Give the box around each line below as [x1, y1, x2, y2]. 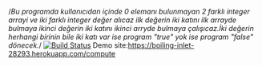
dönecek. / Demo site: [8, 41, 128, 50]
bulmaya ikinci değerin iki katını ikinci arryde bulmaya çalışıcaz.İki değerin [8, 24, 255, 33]
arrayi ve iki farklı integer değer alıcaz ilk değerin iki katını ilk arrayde [8, 15, 237, 25]
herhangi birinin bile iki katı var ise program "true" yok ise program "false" [8, 32, 254, 41]
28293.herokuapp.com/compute [8, 49, 116, 58]
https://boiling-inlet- [127, 41, 195, 50]
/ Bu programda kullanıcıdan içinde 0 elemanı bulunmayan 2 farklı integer [8, 7, 251, 16]
